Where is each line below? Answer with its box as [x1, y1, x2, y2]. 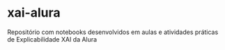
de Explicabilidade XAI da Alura [7, 35, 98, 43]
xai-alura [7, 5, 61, 21]
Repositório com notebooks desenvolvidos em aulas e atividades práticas [7, 28, 219, 36]
